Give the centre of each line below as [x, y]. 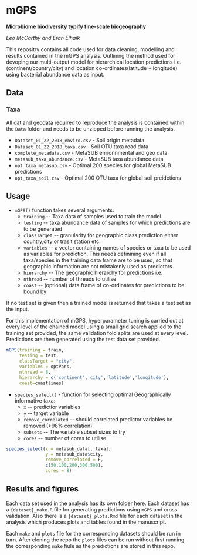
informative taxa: [35, 400]
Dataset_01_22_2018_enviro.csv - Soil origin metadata [79, 140]
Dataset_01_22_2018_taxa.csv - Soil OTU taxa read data [81, 146]
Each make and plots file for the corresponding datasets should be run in [93, 533]
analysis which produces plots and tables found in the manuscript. [86, 522]
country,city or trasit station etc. [62, 241]
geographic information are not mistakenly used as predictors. [98, 267]
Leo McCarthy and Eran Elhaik [43, 38]
